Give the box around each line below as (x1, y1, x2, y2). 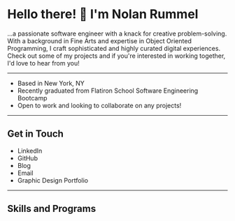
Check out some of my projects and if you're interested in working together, (7, 52, 226, 60)
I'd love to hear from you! (7, 59, 80, 67)
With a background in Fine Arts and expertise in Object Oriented (7, 36, 192, 45)
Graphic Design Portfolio (17, 176, 89, 184)
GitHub (17, 153, 38, 162)
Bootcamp (17, 93, 48, 102)
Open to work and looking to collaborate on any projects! (17, 101, 182, 109)
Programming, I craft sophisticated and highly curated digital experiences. (7, 44, 221, 52)
